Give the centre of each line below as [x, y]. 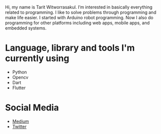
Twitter [19, 126]
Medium [21, 121]
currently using [37, 58]
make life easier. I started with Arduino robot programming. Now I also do [79, 17]
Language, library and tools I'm [70, 48]
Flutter [19, 88]
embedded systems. [26, 28]
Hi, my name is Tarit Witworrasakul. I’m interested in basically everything [79, 7]
